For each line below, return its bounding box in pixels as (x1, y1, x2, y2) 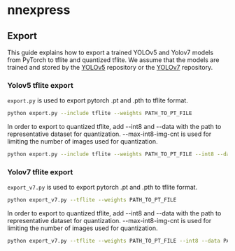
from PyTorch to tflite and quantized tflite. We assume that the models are (7, 56, 220, 64)
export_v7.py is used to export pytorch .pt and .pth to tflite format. (7, 183, 198, 192)
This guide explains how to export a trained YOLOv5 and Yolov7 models (7, 48, 214, 56)
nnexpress (7, 2, 71, 18)
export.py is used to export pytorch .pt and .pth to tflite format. (7, 96, 189, 105)
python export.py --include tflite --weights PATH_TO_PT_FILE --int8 (7, 151, 215, 158)
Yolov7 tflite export (7, 167, 73, 176)
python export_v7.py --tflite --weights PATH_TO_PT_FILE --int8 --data (7, 238, 220, 245)
